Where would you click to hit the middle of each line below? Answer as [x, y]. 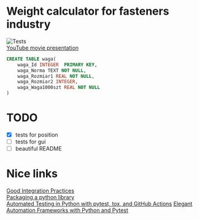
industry [29, 24]
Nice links [32, 174]
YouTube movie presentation [42, 48]
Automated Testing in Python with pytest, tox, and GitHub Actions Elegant [99, 204]
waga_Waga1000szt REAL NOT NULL [59, 88]
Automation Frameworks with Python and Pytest [68, 210]
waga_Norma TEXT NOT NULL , [52, 70]
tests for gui [30, 142]
